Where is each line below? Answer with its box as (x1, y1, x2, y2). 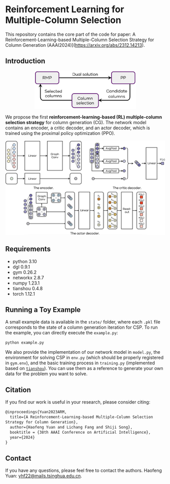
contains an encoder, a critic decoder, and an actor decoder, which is (5, 125, 150, 131)
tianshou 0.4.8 (12, 285, 43, 291)
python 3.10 (12, 258, 37, 264)
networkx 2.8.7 (12, 274, 44, 280)
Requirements (5, 245, 51, 253)
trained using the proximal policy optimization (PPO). (5, 130, 115, 136)
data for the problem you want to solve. (5, 371, 88, 377)
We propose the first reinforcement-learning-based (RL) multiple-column (5, 114, 162, 120)
